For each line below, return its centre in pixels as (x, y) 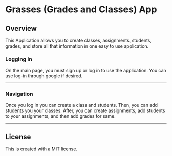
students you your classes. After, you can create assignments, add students (85, 110)
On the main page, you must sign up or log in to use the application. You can (86, 71)
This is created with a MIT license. (41, 149)
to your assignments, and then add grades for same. (61, 116)
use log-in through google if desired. (44, 76)
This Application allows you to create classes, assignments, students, (79, 40)
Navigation (19, 94)
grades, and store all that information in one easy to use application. (77, 46)
